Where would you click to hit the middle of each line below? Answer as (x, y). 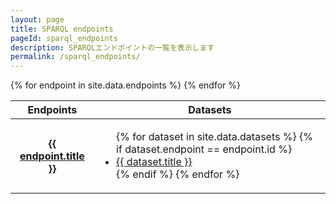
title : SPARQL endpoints (62, 29)
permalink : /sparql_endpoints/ (75, 57)
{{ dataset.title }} (154, 162)
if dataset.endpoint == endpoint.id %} (204, 149)
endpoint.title (52, 156)
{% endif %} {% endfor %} (178, 174)
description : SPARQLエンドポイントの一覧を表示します (112, 47)
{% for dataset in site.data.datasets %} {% (214, 137)
